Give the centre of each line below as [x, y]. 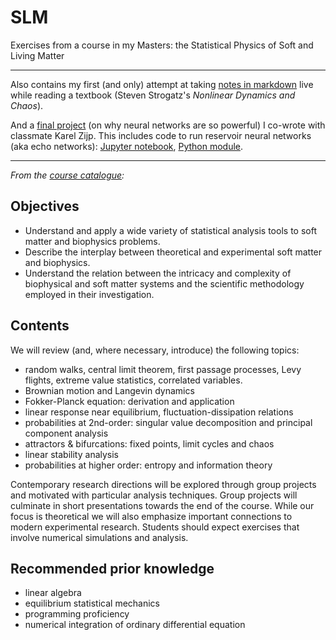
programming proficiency [77, 614]
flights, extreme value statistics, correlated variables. [133, 380]
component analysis [66, 433]
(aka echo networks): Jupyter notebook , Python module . [127, 146]
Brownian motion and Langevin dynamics [109, 390]
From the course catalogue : [67, 175]
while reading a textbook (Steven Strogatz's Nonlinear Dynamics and [153, 95]
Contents [40, 326]
